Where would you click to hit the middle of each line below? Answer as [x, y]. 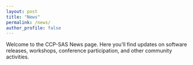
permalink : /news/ [28, 22]
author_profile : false [34, 28]
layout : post [22, 11]
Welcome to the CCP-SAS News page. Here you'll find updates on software [97, 45]
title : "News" [23, 17]
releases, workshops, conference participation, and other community [89, 51]
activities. [17, 57]
